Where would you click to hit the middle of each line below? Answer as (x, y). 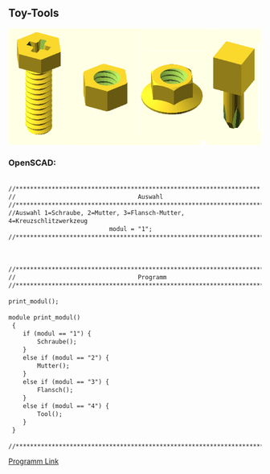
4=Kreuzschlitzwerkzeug (48, 221)
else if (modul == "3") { (66, 381)
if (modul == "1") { (57, 333)
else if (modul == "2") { (66, 357)
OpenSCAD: (32, 163)
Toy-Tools (34, 13)
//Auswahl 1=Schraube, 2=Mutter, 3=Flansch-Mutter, (96, 212)
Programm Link (33, 461)
